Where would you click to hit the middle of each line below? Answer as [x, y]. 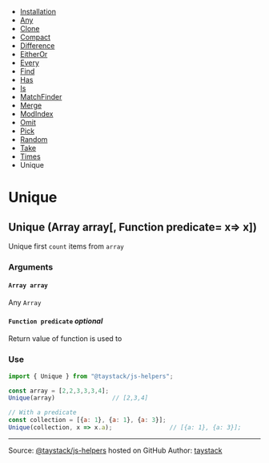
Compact [35, 37]
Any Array [25, 303]
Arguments [31, 266]
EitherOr [34, 54]
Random [34, 139]
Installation [38, 12]
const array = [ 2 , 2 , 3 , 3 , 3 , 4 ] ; [59, 391]
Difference [37, 46]
